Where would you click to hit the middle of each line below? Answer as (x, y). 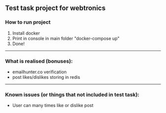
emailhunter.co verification (39, 72)
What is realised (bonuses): (39, 61)
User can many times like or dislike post (53, 106)
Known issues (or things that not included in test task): (72, 95)
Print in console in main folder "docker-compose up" (66, 38)
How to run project (28, 22)
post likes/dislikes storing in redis (46, 77)
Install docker (26, 33)
